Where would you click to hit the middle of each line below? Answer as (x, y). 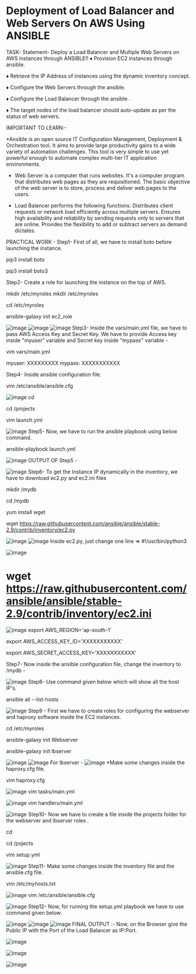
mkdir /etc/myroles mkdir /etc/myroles (52, 293)
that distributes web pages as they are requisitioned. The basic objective (102, 182)
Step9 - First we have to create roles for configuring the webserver (109, 711)
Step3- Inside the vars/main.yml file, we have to (130, 328)
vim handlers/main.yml (56, 802)
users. (22, 194)
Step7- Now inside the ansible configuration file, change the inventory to (94, 664)
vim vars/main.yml (28, 351)
